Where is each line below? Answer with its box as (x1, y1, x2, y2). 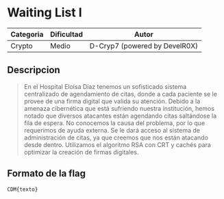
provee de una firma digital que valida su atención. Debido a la (23, 97, 201, 105)
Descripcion (7, 64, 60, 76)
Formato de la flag (7, 168, 86, 179)
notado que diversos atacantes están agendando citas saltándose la (23, 111, 217, 120)
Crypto (10, 41, 33, 51)
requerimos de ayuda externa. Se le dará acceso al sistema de (23, 126, 201, 134)
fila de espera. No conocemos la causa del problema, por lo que (23, 118, 206, 127)
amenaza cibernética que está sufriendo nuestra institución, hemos (23, 104, 214, 112)
